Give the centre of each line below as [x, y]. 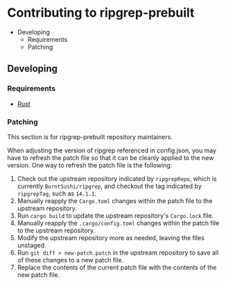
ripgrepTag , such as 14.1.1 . [57, 193]
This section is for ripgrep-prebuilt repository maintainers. [90, 136]
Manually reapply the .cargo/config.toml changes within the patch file [118, 223]
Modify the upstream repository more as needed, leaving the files [111, 237]
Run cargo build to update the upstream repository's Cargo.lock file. [115, 215]
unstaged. [32, 245]
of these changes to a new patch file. [70, 260]
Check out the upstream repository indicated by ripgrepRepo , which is [117, 178]
